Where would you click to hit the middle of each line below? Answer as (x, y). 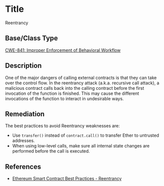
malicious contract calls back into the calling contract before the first (75, 88)
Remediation (25, 114)
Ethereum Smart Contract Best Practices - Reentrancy (67, 179)
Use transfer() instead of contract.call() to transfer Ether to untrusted (86, 135)
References (23, 167)
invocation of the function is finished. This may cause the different (72, 93)
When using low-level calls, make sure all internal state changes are (81, 146)
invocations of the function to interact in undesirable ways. (65, 98)
